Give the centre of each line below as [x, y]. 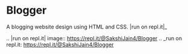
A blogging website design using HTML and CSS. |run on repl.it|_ [87, 27]
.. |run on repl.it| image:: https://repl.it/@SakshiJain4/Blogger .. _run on [94, 38]
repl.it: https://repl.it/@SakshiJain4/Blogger [60, 45]
